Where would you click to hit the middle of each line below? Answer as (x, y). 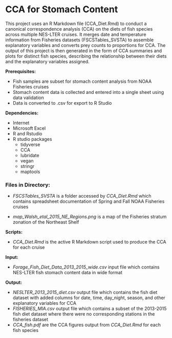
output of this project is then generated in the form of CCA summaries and (84, 51)
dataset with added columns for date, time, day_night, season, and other (89, 298)
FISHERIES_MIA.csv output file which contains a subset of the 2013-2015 (90, 309)
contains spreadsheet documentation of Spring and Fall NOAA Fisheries (89, 201)
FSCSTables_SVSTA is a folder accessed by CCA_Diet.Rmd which (82, 196)
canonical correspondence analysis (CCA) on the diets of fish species (79, 29)
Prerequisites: (21, 71)
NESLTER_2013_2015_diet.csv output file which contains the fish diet (85, 293)
